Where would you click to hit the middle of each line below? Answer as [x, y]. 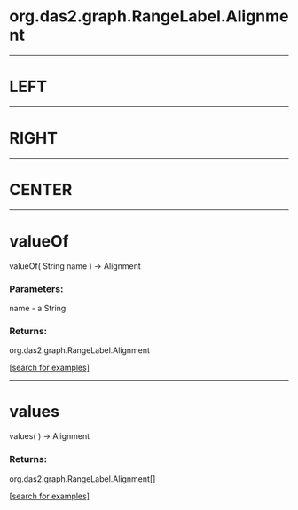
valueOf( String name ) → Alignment [75, 266]
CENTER [41, 190]
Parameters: [36, 288]
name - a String [38, 308]
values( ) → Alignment [50, 436]
